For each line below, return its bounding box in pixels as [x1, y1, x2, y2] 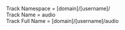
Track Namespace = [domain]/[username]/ [6, 5, 110, 12]
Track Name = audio [6, 11, 56, 18]
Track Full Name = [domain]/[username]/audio [6, 18, 119, 24]
